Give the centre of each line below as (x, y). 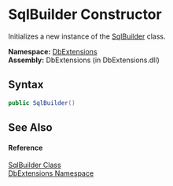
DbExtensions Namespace (51, 173)
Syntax (26, 85)
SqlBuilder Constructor (85, 15)
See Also (30, 128)
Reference (26, 147)
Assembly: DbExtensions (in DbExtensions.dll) (84, 60)
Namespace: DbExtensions (53, 51)
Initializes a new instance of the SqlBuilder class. (87, 36)
